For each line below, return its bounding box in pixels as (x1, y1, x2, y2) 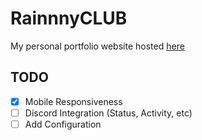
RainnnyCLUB (10, 7, 128, 30)
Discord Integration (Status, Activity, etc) (24, 107, 193, 119)
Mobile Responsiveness (24, 95, 123, 107)
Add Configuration (24, 118, 102, 130)
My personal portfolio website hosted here (10, 40, 185, 52)
